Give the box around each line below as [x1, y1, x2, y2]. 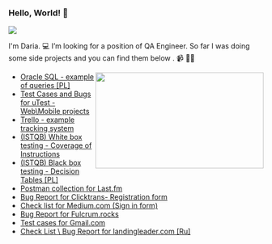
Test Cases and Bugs [19, 89, 91, 99]
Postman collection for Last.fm [19, 183, 123, 193]
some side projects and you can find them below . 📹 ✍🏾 [8, 53, 196, 63]
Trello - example [19, 115, 75, 124]
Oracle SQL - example [19, 72, 95, 82]
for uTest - [19, 98, 56, 107]
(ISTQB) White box [19, 133, 83, 142]
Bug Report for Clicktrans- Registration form [19, 192, 168, 202]
